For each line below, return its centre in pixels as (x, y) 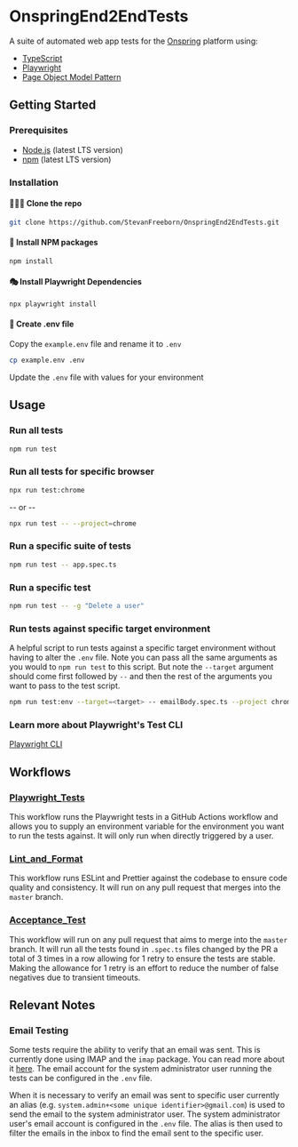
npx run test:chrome (47, 490)
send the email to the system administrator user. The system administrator (145, 1114)
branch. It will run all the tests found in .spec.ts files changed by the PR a (144, 949)
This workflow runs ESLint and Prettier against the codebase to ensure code (149, 878)
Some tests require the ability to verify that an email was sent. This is (135, 1050)
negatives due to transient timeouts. (75, 977)
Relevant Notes (52, 1005)
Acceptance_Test (47, 920)
